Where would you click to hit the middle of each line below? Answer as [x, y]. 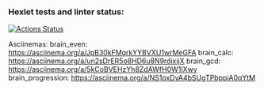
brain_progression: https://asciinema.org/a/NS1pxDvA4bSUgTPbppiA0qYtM [132, 78]
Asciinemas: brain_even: [48, 44]
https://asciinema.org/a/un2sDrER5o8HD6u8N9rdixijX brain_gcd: [115, 61]
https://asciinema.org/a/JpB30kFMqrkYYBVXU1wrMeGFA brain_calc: [121, 53]
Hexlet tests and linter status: [66, 12]
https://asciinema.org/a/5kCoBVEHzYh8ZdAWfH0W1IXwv [103, 69]
